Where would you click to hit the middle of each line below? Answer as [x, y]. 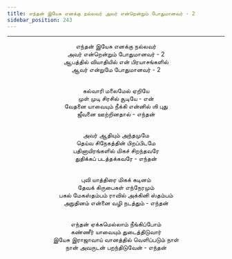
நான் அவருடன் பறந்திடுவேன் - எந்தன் [116, 247]
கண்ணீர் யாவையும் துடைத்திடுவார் [116, 231]
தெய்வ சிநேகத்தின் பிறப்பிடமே [116, 143]
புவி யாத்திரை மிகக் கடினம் [116, 180]
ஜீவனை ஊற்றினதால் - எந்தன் [116, 114]
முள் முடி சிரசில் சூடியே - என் [116, 98]
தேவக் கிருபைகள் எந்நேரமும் [116, 187]
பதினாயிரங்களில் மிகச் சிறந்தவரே [116, 151]
